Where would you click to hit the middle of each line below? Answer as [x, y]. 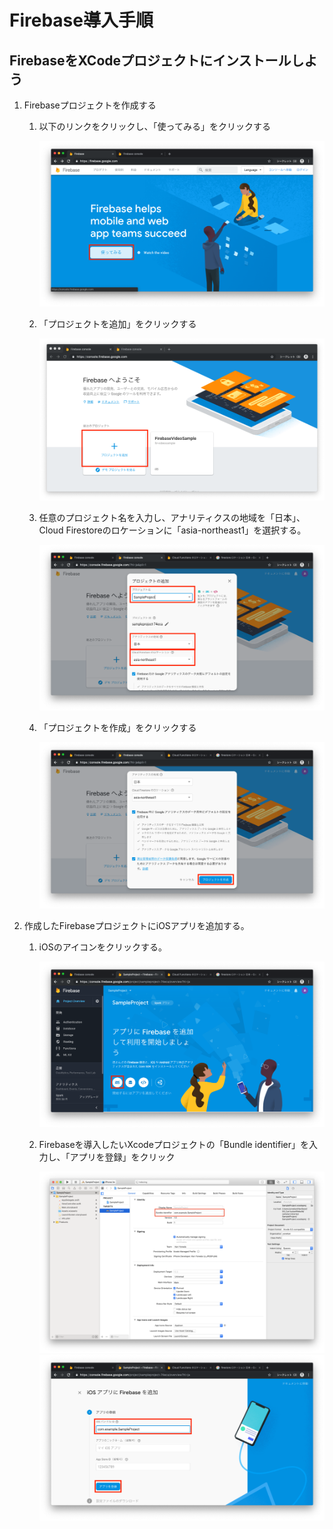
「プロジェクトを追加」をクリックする [117, 324]
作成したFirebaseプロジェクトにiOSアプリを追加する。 [136, 925]
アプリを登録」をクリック [122, 1157]
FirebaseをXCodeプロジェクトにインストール [150, 60]
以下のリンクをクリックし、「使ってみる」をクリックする [154, 126]
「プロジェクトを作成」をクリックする [117, 728]
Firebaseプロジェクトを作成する [90, 105]
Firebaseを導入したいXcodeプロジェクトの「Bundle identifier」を [173, 1144]
